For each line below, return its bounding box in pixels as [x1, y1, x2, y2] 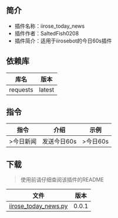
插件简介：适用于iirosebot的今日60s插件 [14, 37, 113, 44]
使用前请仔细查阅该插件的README [20, 176, 104, 183]
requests [9, 85, 33, 93]
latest [39, 85, 55, 93]
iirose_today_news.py [9, 202, 68, 210]
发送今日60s [42, 138, 77, 146]
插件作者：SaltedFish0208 [14, 30, 79, 37]
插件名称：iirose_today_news [14, 22, 85, 30]
